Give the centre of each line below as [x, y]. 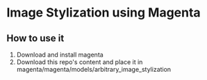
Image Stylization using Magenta [104, 13]
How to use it [35, 38]
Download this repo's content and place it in [80, 62]
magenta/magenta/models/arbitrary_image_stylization [94, 69]
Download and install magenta [60, 54]
